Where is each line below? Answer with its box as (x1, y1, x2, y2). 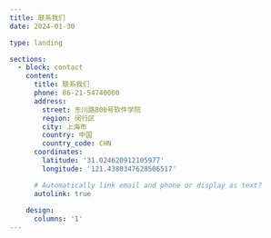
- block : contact (17, 63, 84, 73)
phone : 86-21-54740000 (33, 88, 120, 97)
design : (25, 206, 55, 215)
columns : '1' (33, 214, 84, 223)
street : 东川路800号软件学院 (42, 105, 142, 114)
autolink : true (33, 189, 92, 198)
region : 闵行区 (42, 114, 95, 123)
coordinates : (33, 147, 84, 157)
